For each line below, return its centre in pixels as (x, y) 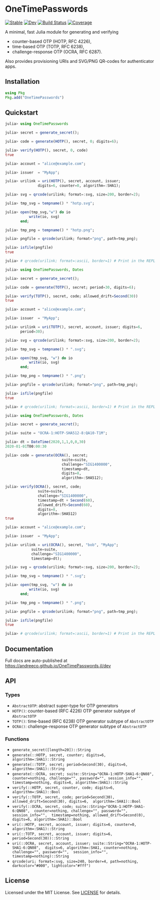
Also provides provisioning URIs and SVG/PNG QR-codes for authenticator (80, 61)
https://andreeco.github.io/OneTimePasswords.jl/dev (58, 666)
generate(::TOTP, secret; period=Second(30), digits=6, (70, 764)
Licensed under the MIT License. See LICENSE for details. (63, 892)
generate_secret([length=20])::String (51, 750)
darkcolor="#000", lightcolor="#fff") (51, 866)
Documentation (29, 649)
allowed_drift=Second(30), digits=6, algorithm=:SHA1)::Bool (76, 801)
